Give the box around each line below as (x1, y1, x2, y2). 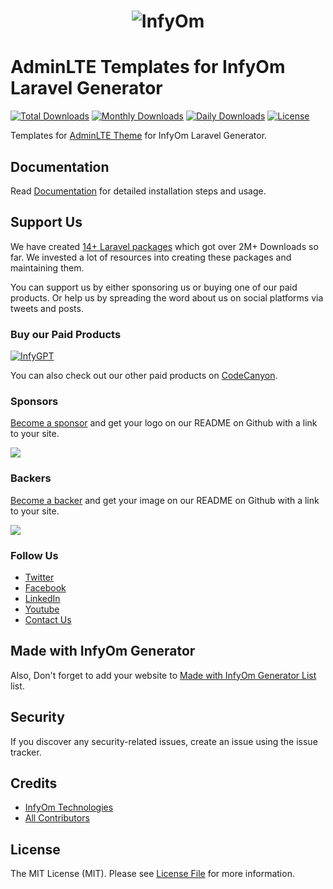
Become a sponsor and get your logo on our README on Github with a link (10, 417, 318, 429)
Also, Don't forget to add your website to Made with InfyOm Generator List (10, 669, 317, 681)
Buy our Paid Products (10, 327, 122, 341)
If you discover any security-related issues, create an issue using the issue (10, 735, 318, 747)
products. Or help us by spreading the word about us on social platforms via (10, 291, 324, 304)
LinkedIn (24, 592, 61, 604)
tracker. (10, 746, 42, 758)
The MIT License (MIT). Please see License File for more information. (10, 868, 295, 880)
